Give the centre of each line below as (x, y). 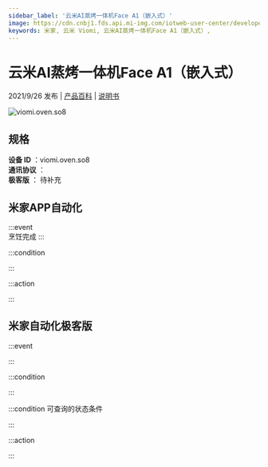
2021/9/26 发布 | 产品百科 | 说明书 (64, 96)
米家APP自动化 (45, 207)
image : (19, 23)
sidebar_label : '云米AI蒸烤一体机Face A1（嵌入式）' (91, 16)
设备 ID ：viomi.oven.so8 (49, 160)
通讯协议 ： (27, 170)
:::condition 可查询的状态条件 (56, 409)
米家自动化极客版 (50, 326)
